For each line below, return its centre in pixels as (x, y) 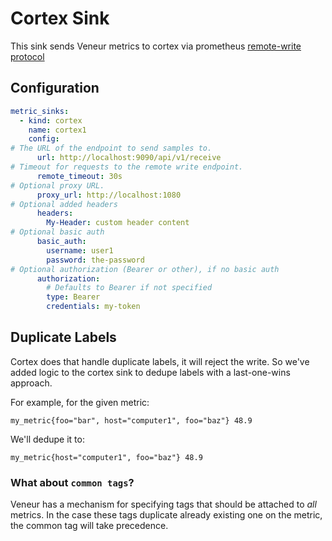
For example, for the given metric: (80, 402)
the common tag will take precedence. (89, 526)
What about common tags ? (72, 482)
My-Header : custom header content (118, 223)
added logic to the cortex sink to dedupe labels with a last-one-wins (150, 372)
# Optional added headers (64, 204)
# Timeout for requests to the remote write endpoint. (127, 167)
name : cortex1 (57, 130)
